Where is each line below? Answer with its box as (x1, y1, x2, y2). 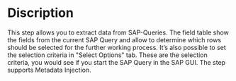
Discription (7, 5, 74, 21)
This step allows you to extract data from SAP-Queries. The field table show (7, 28, 229, 37)
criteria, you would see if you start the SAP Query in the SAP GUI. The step (7, 58, 225, 66)
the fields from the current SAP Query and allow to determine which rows (7, 35, 222, 44)
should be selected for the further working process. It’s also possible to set (7, 43, 227, 51)
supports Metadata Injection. (7, 66, 91, 74)
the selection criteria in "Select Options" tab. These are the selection (7, 51, 208, 59)
